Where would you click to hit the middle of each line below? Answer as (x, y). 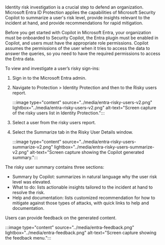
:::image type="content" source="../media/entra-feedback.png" (70, 227)
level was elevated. (32, 182)
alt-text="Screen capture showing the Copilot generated (87, 152)
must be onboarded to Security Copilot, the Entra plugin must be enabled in (82, 38)
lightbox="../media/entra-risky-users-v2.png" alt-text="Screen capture (84, 108)
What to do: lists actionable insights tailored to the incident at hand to (82, 187)
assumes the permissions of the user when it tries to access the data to (78, 48)
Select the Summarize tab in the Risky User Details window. (73, 132)
